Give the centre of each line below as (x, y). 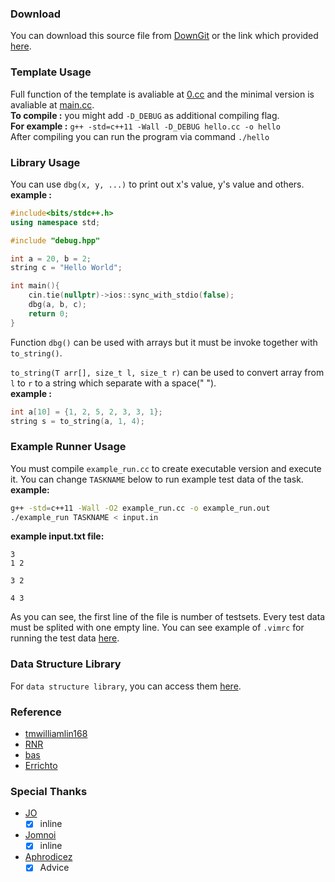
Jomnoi (40, 835)
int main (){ (35, 286)
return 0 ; (49, 313)
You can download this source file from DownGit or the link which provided (164, 36)
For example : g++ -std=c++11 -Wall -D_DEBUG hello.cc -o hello (145, 126)
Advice (54, 868)
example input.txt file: (57, 536)
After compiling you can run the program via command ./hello (140, 136)
